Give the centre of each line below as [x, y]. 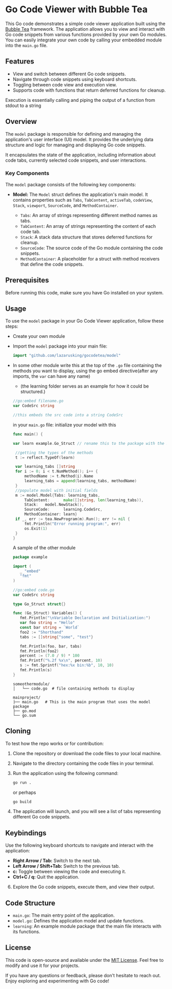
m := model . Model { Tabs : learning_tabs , [58, 495]
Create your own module [39, 336]
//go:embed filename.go [38, 401]
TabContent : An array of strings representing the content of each [88, 226]
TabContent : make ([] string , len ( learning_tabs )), [84, 500]
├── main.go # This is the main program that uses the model [82, 702]
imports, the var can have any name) [51, 376]
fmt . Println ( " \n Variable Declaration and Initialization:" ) [85, 618]
